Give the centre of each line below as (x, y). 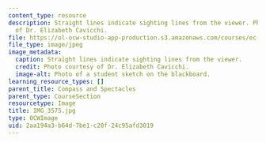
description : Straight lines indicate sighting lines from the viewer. (129, 23)
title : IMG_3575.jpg (42, 111)
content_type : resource (47, 15)
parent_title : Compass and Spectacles (72, 89)
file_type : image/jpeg (46, 45)
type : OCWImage (33, 118)
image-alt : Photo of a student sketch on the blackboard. (113, 74)
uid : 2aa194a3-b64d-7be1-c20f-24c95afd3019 (81, 125)
